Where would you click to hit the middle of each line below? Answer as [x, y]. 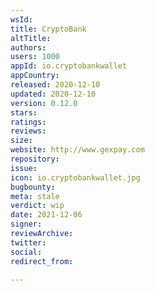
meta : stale [35, 196]
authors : [28, 47]
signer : [26, 224]
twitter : [28, 242]
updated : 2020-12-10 [53, 94]
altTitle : [31, 38]
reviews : [28, 131]
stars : [24, 112]
